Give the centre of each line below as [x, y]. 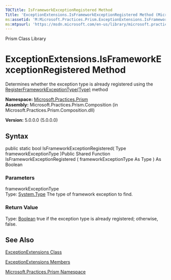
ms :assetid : [18, 19]
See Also [20, 240]
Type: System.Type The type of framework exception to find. [69, 194]
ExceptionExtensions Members [38, 262]
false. [11, 224]
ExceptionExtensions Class [34, 252]
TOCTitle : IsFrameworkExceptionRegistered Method [59, 10]
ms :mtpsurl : [18, 24]
